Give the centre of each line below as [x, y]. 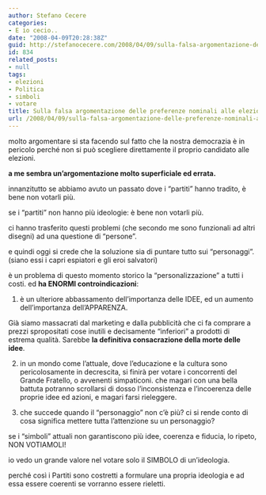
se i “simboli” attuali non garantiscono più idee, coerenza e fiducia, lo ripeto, [133, 436]
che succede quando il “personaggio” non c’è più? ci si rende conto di [134, 412]
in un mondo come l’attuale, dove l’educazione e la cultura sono [123, 363]
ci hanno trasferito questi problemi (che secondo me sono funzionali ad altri [132, 227]
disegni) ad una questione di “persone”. [72, 236]
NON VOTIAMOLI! [37, 444]
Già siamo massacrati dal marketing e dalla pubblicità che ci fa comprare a [129, 322]
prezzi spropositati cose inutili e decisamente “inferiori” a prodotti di [119, 331]
